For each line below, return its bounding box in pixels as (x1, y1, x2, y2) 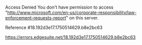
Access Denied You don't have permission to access (5, 4, 113, 10)
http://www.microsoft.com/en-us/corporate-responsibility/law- (7, 9, 137, 15)
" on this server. (65, 15, 99, 20)
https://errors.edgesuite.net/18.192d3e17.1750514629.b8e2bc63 (5, 34, 136, 40)
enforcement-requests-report (5, 15, 66, 20)
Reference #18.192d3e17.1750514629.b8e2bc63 (5, 24, 102, 30)
